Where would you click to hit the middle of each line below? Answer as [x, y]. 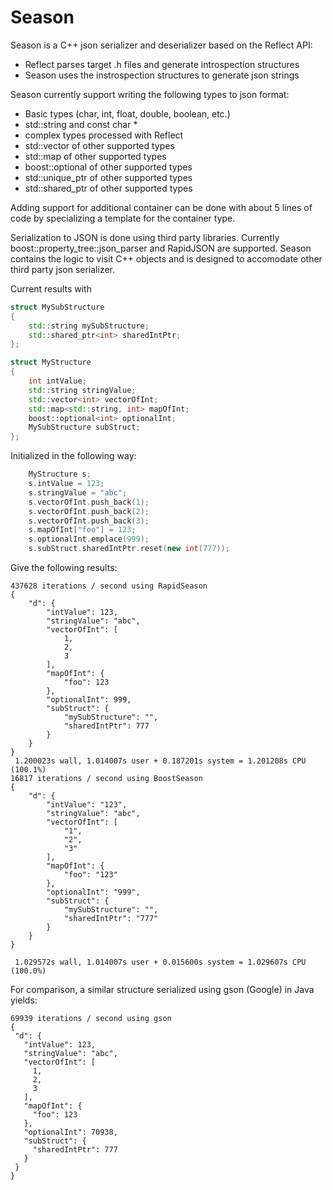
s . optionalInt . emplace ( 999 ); [89, 539]
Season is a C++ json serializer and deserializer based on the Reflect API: [161, 45]
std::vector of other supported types [99, 145]
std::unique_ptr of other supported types [108, 177]
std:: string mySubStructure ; [89, 326]
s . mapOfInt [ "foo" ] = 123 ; [82, 530]
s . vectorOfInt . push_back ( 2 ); [89, 511]
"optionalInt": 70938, [70, 1132]
